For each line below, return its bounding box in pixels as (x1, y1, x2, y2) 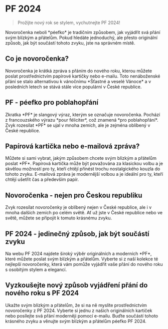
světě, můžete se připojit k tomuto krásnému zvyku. (5, 215, 112, 221)
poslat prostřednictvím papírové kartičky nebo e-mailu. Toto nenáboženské (5, 73, 160, 79)
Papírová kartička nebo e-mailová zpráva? (5, 142, 140, 150)
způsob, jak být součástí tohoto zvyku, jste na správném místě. (5, 40, 135, 46)
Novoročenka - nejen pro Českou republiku (5, 191, 142, 199)
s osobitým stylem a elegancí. (5, 266, 67, 272)
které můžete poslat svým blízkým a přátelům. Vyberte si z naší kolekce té (5, 256, 158, 262)
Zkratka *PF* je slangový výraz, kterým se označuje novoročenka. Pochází (5, 111, 160, 118)
